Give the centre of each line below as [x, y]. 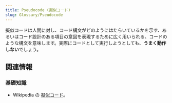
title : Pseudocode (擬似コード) [38, 10]
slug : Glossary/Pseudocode [34, 15]
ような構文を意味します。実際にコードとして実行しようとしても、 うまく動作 [86, 43]
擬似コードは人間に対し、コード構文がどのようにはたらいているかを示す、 [84, 30]
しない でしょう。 [23, 49]
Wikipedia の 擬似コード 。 [40, 95]
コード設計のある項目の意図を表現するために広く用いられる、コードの [93, 36]
